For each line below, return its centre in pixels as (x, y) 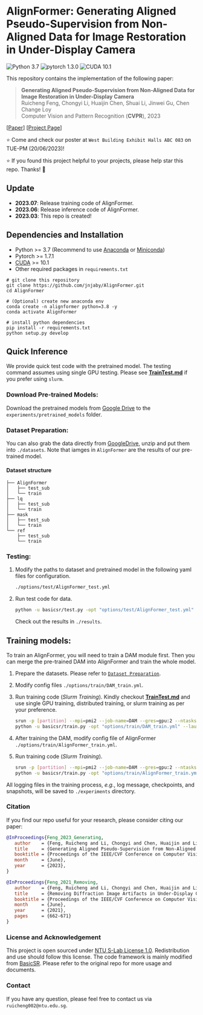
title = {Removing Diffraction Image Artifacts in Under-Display (104, 893)
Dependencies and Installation (65, 235)
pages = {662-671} (43, 916)
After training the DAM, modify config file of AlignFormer (85, 738)
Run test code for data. (43, 599)
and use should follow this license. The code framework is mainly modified (99, 957)
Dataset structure (29, 470)
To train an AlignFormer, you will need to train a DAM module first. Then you (101, 655)
